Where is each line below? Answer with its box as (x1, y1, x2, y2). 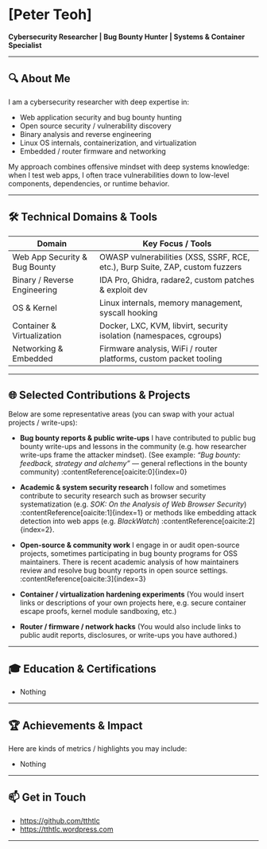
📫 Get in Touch (8, 791, 87, 804)
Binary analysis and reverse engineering (19, 129, 152, 139)
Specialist (8, 40, 42, 49)
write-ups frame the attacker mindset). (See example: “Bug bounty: (19, 450, 241, 460)
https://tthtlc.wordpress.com (19, 824, 114, 834)
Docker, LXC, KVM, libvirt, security (99, 320, 228, 331)
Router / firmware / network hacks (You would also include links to (19, 622, 241, 632)
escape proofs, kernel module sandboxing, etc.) (19, 607, 177, 616)
